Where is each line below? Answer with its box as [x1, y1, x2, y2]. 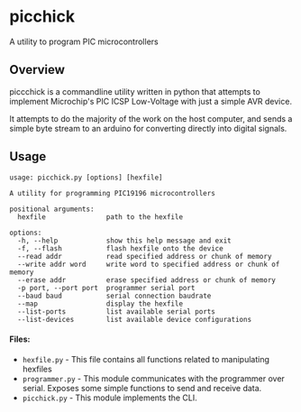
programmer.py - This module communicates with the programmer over [22, 372, 286, 384]
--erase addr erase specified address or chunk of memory [17, 275, 277, 285]
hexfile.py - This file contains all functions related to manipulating [22, 353, 270, 364]
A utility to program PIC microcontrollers [9, 36, 160, 47]
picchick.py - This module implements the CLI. [22, 392, 198, 403]
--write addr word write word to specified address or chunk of [17, 260, 280, 269]
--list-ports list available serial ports [17, 307, 216, 316]
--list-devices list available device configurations [17, 315, 252, 324]
